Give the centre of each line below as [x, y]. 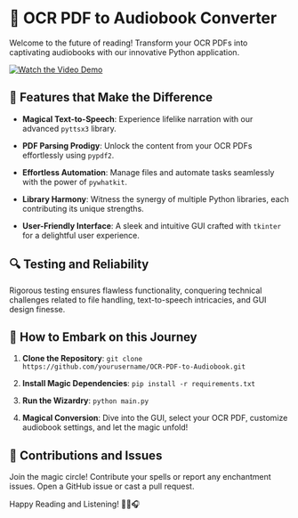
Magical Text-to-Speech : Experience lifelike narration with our [137, 118]
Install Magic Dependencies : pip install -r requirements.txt [139, 384]
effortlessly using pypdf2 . [68, 155]
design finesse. [37, 309]
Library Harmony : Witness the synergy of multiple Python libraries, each [155, 198]
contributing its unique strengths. [83, 208]
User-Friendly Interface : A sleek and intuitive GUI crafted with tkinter [152, 225]
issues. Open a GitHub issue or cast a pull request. [102, 486]
